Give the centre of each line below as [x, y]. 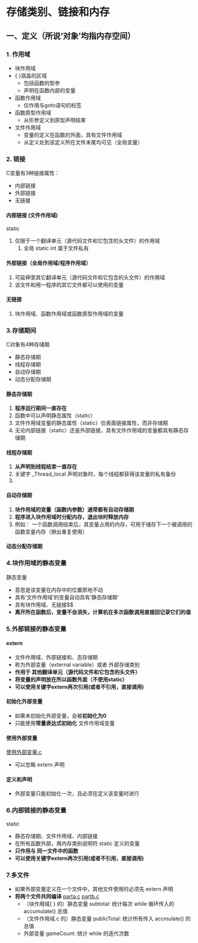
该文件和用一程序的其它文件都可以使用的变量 [69, 284]
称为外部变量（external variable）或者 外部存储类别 [77, 665]
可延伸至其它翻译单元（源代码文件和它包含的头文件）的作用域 [90, 277]
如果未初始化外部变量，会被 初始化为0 [61, 716]
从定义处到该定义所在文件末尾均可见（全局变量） [83, 142]
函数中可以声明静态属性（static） [55, 416]
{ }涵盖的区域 [31, 75]
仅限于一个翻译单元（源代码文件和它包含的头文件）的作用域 [87, 241]
